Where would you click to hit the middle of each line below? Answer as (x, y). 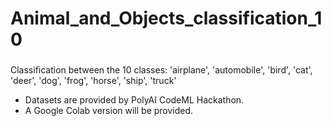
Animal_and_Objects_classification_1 (166, 18)
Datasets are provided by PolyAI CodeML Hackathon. (134, 100)
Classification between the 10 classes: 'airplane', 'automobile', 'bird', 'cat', (161, 70)
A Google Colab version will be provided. (109, 111)
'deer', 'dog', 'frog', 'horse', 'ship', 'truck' (93, 81)
